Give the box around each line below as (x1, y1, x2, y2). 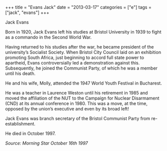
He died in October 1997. (5, 130, 56, 136)
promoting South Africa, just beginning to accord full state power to (5, 54, 144, 60)
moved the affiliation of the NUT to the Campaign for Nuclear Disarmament (5, 95, 159, 101)
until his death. (5, 70, 36, 76)
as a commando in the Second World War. (5, 34, 92, 40)
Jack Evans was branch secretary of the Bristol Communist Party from (5, 115, 150, 121)
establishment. (5, 121, 36, 126)
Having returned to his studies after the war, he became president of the (5, 44, 154, 49)
